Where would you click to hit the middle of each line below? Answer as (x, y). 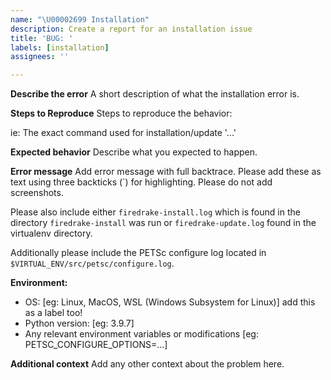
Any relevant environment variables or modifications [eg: (141, 334)
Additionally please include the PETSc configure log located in (138, 253)
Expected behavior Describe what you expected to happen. (134, 152)
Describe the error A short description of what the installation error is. (155, 94)
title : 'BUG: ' (42, 38)
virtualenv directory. (51, 233)
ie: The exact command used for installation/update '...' (123, 133)
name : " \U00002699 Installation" (80, 19)
